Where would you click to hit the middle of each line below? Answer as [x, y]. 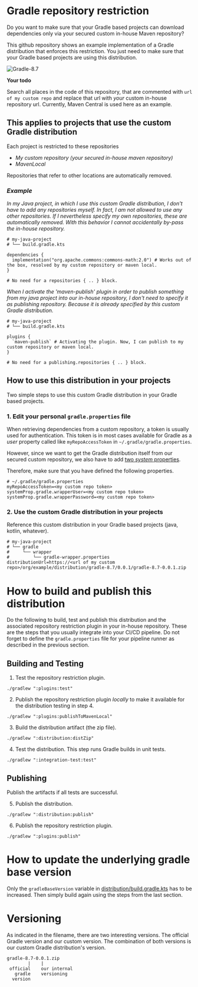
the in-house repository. [36, 229]
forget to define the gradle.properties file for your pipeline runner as [91, 639]
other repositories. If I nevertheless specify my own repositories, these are [97, 216]
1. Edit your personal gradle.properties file [69, 416]
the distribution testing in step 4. [55, 706]
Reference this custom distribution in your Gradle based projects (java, [93, 525]
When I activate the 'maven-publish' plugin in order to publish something [95, 292]
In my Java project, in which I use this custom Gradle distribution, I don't [95, 204]
